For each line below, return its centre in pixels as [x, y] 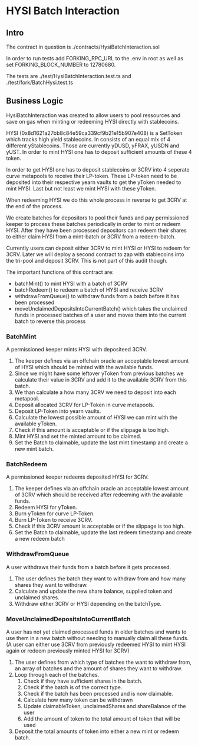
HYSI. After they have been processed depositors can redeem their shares [96, 230]
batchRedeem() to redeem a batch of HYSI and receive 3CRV [89, 290]
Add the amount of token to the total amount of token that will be [102, 719]
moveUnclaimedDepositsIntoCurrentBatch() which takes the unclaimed [101, 308]
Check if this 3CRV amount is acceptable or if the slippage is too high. [100, 526]
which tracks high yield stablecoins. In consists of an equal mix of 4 [88, 139]
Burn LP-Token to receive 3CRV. [53, 520]
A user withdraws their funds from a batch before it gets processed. [89, 567]
